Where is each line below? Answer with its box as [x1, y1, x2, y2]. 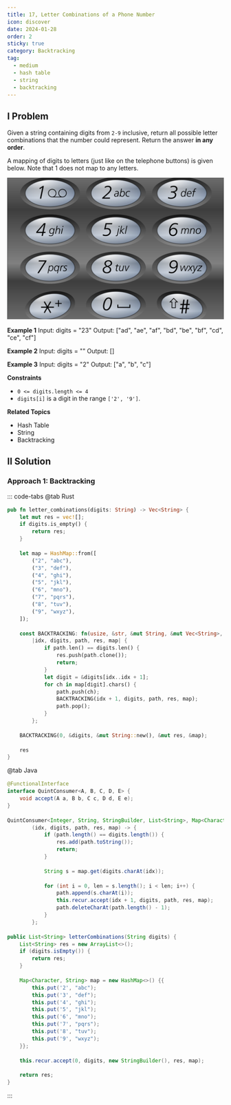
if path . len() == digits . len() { [43, 645, 140, 652]
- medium [13, 62, 38, 69]
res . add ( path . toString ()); [56, 839, 134, 845]
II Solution [7, 456, 52, 467]
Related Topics [7, 407, 51, 415]
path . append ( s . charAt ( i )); [56, 890, 134, 897]
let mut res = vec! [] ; [19, 514, 85, 520]
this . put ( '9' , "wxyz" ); [32, 1035, 100, 1042]
